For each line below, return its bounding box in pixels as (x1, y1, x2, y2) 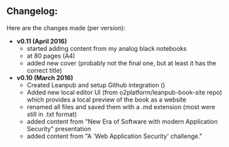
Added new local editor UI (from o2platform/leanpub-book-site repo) (26, 88, 222, 96)
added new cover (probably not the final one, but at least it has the (26, 58, 217, 67)
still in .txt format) (26, 110, 77, 118)
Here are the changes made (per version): (6, 23, 126, 32)
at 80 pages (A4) (26, 52, 75, 60)
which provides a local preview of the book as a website (26, 95, 187, 104)
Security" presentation (26, 124, 91, 133)
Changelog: (6, 5, 58, 17)
